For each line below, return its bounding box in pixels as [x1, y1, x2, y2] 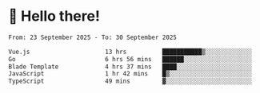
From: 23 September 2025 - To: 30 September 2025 [8, 33, 178, 41]
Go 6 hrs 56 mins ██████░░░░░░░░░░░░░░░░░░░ [8, 55, 252, 63]
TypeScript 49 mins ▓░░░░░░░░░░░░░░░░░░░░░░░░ [8, 77, 252, 86]
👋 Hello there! [8, 7, 100, 25]
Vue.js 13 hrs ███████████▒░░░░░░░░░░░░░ [8, 48, 252, 56]
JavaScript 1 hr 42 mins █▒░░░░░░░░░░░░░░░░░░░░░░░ [8, 70, 252, 78]
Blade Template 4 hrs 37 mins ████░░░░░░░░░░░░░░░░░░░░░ [8, 63, 252, 71]
